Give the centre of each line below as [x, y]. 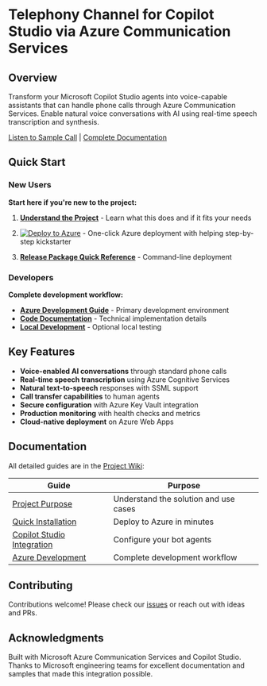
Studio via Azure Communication [120, 31]
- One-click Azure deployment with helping [153, 233]
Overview [33, 77]
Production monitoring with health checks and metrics [110, 413]
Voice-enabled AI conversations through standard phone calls [123, 371]
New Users [30, 185]
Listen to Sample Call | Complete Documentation [88, 137]
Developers [31, 277]
